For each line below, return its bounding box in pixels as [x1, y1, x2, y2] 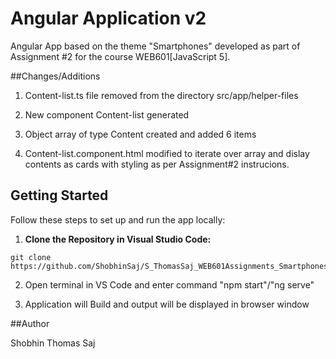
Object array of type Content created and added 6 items [24, 128, 257, 140]
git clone [10, 252, 52, 262]
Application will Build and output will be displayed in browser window [24, 298, 310, 310]
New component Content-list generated [24, 108, 190, 121]
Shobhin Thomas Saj [10, 337, 96, 349]
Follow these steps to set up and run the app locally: [10, 213, 226, 226]
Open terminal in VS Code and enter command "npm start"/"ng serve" [24, 278, 315, 291]
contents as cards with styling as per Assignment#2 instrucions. [24, 158, 290, 170]
